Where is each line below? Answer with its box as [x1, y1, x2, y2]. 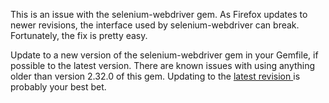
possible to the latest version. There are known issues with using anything [10, 60, 316, 71]
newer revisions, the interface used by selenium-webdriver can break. [10, 19, 300, 31]
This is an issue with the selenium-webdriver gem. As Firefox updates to [10, 9, 308, 20]
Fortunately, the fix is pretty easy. [10, 30, 148, 41]
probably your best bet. [10, 81, 107, 93]
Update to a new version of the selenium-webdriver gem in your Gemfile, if [10, 49, 319, 61]
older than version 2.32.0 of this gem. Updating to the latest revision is [10, 70, 301, 82]
